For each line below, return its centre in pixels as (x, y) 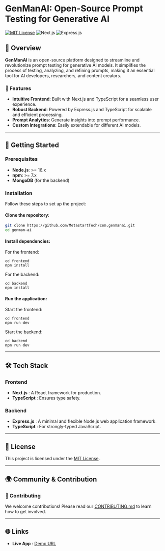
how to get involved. (26, 511)
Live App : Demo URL (34, 543)
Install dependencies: (28, 241)
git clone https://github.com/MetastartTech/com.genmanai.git (70, 226)
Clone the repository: (27, 215)
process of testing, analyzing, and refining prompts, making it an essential (80, 70)
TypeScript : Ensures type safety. (46, 398)
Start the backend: (24, 332)
